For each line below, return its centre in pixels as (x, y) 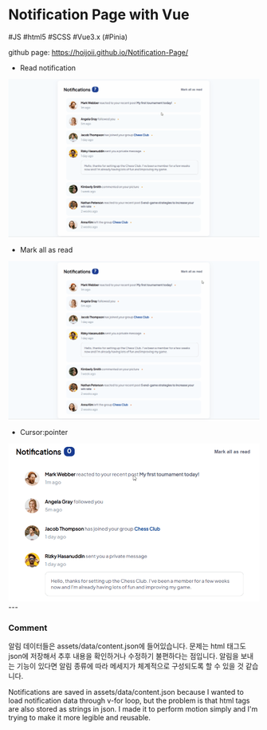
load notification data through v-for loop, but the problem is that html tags (129, 700)
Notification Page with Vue (99, 15)
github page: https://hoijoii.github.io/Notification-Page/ (98, 52)
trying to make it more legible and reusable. (80, 718)
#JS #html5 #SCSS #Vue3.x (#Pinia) (68, 37)
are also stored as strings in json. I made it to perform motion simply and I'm (133, 709)
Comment (28, 628)
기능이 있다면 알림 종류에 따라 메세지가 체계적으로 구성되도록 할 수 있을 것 (130, 666)
